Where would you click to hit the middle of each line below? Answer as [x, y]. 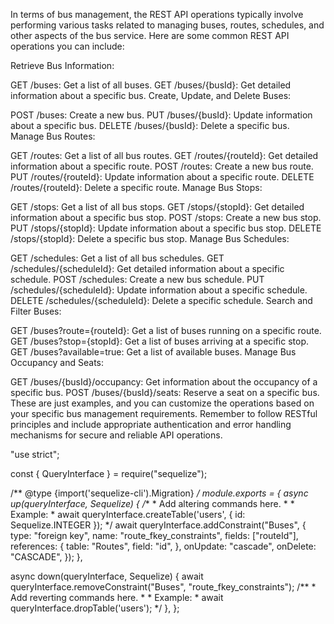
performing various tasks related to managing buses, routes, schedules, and [167, 25]
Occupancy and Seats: [57, 362]
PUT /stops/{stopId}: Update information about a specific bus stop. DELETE [166, 228]
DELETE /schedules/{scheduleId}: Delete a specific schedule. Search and [161, 300]
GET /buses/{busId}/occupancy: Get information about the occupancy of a [164, 382]
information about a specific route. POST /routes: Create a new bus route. [162, 166]
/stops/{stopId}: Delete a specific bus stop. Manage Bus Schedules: [150, 238]
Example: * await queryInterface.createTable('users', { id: [128, 514]
